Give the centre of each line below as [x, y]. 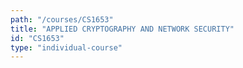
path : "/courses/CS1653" [62, 19]
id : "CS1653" [37, 38]
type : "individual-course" [66, 47]
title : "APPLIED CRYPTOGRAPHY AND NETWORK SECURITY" [122, 29]
